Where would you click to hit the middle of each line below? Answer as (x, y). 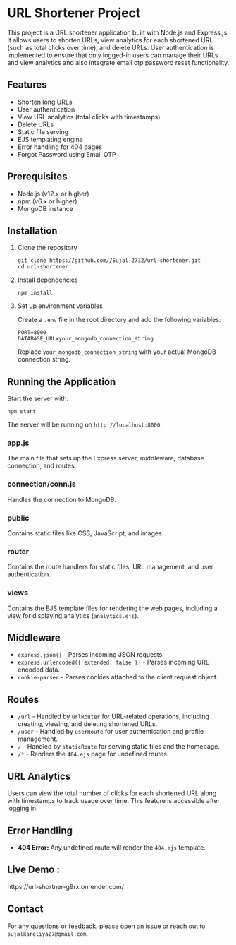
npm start (22, 412)
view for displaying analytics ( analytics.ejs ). (73, 615)
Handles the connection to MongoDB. (62, 499)
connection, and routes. (42, 466)
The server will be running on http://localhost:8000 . (85, 424)
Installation (32, 231)
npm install (35, 293)
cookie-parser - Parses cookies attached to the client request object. (118, 677)
